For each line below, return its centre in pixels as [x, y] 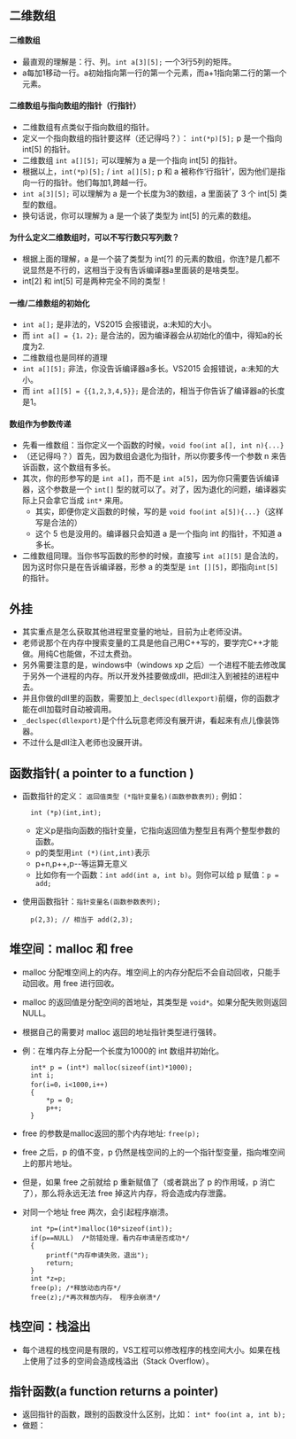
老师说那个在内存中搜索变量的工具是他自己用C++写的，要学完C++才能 [150, 643]
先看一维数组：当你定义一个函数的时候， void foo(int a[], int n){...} [153, 445]
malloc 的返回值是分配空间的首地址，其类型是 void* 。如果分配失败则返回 [154, 1002]
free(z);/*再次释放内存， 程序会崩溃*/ [95, 1297]
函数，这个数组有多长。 [72, 467]
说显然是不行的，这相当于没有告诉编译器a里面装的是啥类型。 [133, 270]
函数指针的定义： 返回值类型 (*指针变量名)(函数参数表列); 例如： [133, 797]
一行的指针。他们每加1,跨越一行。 [91, 182]
